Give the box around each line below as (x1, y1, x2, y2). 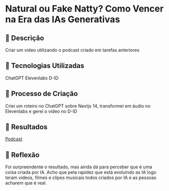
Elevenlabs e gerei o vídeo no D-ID (5, 108, 77, 114)
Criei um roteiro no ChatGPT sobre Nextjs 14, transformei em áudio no (5, 103, 151, 109)
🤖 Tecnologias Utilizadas (5, 61, 84, 70)
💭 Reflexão (5, 150, 40, 159)
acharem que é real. (5, 180, 47, 186)
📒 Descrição (5, 34, 44, 42)
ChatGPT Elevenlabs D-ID (5, 75, 59, 81)
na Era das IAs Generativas (5, 14, 120, 25)
